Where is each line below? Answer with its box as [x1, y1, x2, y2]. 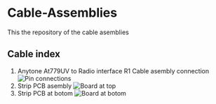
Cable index [7, 48, 61, 60]
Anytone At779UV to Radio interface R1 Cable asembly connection [17, 66, 210, 75]
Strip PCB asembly [17, 82, 72, 90]
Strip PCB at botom [17, 89, 74, 97]
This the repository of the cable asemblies [7, 28, 130, 36]
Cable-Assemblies [7, 5, 118, 21]
